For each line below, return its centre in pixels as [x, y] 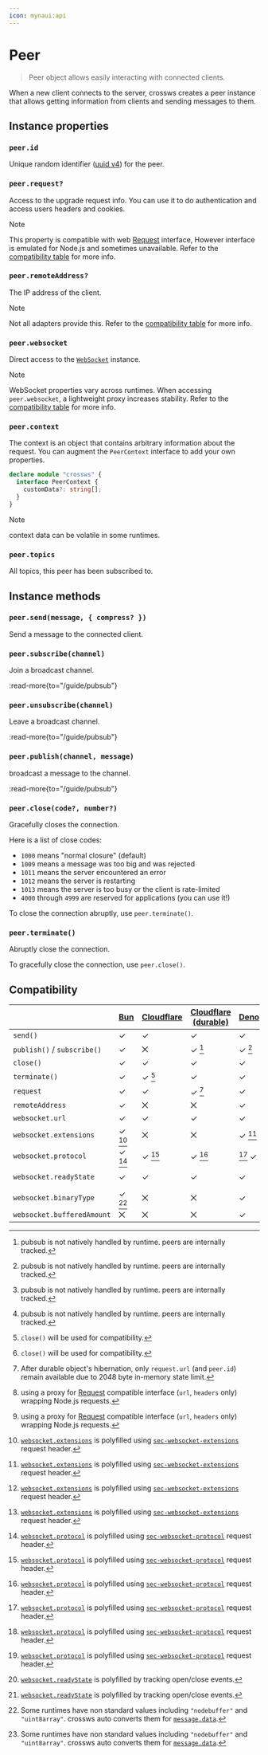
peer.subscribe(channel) [57, 654]
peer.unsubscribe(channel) [61, 705]
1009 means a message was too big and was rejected [108, 864]
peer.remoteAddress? [49, 276]
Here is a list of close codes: [56, 840]
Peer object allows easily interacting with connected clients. [127, 77]
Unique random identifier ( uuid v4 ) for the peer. [87, 164]
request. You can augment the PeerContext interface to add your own [122, 452]
